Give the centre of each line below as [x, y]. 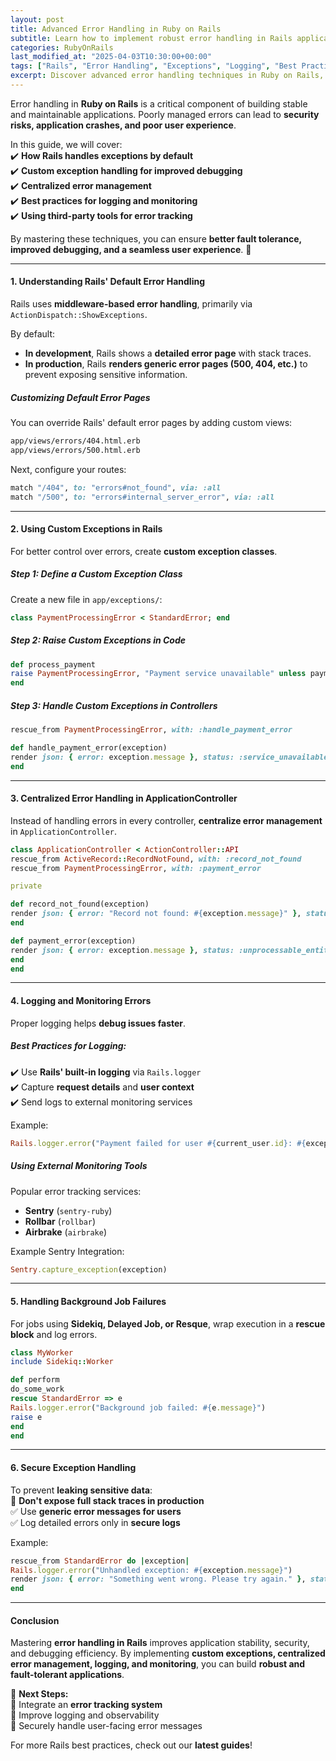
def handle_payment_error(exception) [89, 748]
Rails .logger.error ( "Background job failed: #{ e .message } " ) [138, 1407]
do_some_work [37, 1389]
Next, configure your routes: [68, 469]
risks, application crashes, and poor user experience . [123, 125]
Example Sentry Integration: [67, 1251]
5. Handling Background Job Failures [88, 1301]
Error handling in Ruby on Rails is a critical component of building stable [159, 103]
